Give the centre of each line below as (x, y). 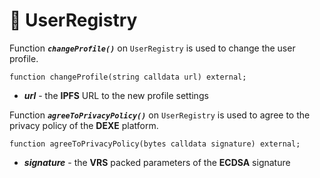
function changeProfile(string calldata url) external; (128, 77)
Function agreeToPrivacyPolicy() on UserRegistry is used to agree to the (160, 115)
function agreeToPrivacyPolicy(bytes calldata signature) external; (155, 144)
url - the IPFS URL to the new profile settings (116, 95)
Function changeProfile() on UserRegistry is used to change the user (152, 48)
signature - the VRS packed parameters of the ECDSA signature (157, 162)
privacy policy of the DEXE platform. (84, 125)
